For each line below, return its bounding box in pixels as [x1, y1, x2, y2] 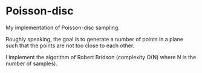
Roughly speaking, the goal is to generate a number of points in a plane [5, 35, 184, 42]
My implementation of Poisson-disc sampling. [5, 24, 120, 31]
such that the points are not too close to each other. [5, 42, 135, 49]
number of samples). [5, 60, 58, 67]
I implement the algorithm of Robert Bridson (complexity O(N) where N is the [5, 53, 197, 60]
